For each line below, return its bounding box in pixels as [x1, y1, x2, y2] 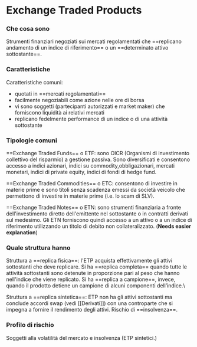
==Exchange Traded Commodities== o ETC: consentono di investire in [6, 180, 178, 187]
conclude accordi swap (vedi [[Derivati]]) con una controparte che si [6, 300, 173, 307]
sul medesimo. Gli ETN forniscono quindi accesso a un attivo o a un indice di [6, 217, 192, 224]
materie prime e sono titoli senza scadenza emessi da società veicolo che [6, 186, 186, 194]
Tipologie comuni [6, 136, 57, 145]
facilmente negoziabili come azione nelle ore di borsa [14, 96, 145, 103]
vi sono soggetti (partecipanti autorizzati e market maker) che [14, 103, 165, 110]
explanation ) [6, 229, 38, 236]
